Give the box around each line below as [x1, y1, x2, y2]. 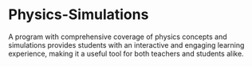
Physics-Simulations [8, 6, 149, 24]
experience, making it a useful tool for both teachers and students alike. [8, 49, 245, 58]
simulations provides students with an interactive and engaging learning [8, 40, 245, 49]
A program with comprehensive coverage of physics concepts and [8, 32, 227, 41]
